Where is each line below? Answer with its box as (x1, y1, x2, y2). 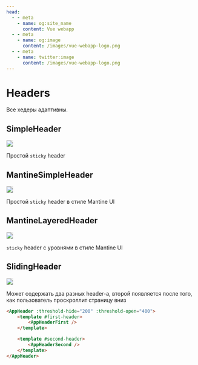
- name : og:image (17, 37, 61, 43)
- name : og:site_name (17, 20, 71, 26)
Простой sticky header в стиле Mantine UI (6, 198, 115, 206)
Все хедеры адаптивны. (6, 106, 68, 113)
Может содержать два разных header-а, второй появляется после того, (6, 290, 193, 297)
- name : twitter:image (17, 54, 74, 60)
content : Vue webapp (22, 26, 74, 32)
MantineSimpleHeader (6, 170, 93, 180)
